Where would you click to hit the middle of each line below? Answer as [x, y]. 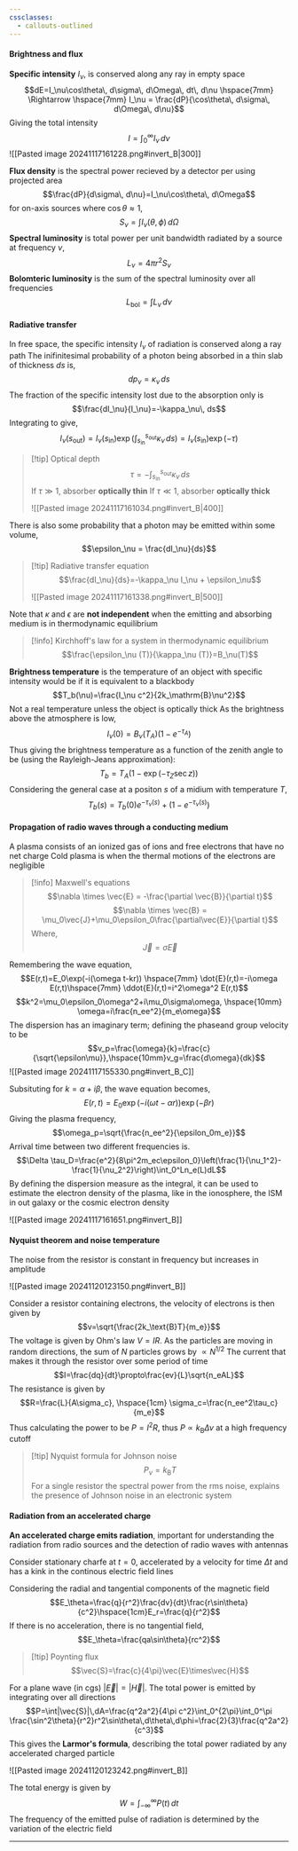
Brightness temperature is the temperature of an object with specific [136, 672]
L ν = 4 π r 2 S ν [149, 263]
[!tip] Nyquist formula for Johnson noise [104, 1456]
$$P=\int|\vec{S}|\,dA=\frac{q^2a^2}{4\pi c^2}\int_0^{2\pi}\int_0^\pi [149, 1711]
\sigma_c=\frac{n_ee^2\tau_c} [223, 1402]
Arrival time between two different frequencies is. [100, 1146]
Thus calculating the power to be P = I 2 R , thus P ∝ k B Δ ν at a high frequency [148, 1428]
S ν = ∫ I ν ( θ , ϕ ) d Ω [149, 223]
